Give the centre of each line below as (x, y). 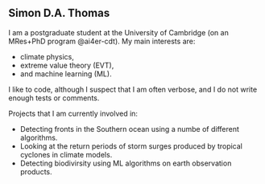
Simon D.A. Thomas (59, 13)
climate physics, (47, 56)
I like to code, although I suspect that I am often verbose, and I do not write (133, 89)
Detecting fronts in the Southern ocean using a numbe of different (130, 129)
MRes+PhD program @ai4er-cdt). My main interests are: (102, 41)
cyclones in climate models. (66, 154)
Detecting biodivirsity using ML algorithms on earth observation (126, 163)
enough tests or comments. (54, 98)
